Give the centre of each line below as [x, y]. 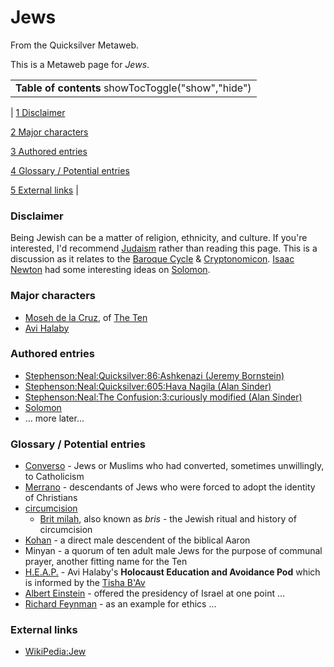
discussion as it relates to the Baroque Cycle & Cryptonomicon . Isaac [152, 259]
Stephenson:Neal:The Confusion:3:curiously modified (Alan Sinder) [163, 397]
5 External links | [44, 190]
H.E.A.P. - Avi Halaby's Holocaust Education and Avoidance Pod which [172, 572]
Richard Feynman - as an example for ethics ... [120, 604]
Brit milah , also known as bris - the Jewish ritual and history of [168, 519]
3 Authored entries [49, 151]
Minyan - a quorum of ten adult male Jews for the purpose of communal [173, 551]
